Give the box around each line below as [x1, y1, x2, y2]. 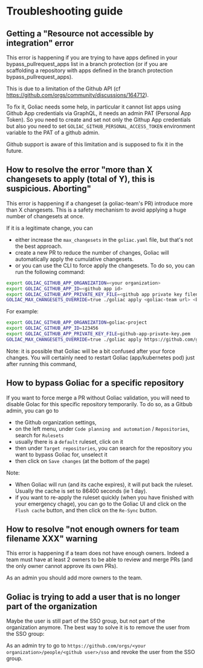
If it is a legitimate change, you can [6, 224, 94, 232]
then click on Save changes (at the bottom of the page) [14, 457, 150, 464]
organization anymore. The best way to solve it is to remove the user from [6, 624, 190, 631]
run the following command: [14, 268, 85, 275]
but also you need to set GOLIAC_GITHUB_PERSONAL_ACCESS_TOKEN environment [6, 122, 195, 130]
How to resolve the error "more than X [6, 165, 153, 175]
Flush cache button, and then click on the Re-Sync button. [14, 506, 158, 513]
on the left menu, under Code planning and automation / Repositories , [14, 425, 190, 432]
